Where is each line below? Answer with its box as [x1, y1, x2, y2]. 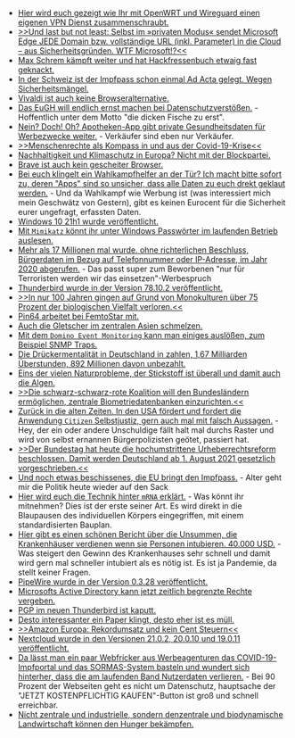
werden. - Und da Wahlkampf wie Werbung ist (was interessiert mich [17, 187, 272, 198]
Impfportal [17, 662, 56, 672]
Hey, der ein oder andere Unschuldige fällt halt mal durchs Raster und [17, 425, 275, 435]
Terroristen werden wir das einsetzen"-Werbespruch [17, 273, 212, 284]
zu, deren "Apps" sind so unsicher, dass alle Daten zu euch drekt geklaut [17, 178, 286, 188]
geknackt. [17, 64, 55, 75]
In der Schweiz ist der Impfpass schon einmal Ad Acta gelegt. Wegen [17, 74, 273, 84]
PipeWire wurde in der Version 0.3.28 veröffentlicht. [17, 576, 209, 587]
